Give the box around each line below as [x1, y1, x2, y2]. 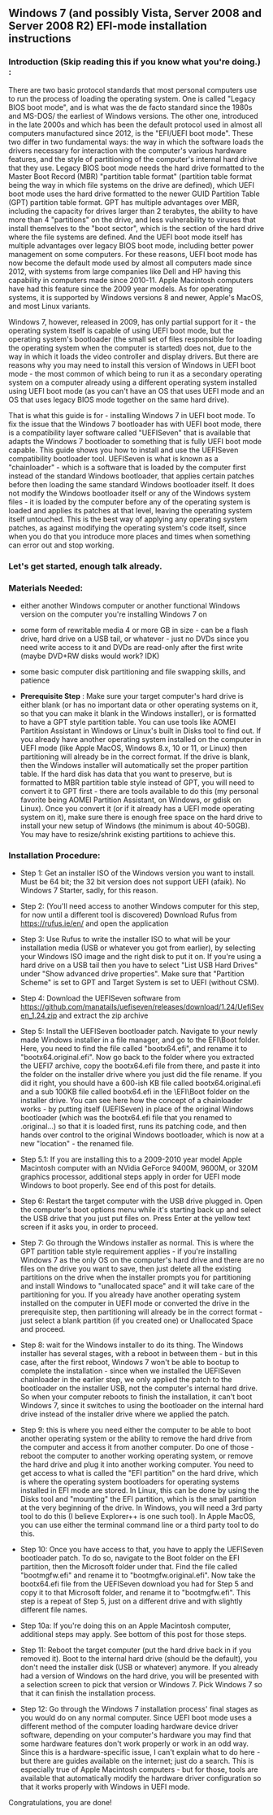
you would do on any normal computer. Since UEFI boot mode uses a [19, 1712, 252, 1723]
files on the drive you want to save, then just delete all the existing [19, 1264, 242, 1274]
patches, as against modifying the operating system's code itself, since [8, 522, 247, 532]
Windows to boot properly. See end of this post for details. [19, 1180, 217, 1190]
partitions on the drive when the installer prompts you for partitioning [19, 1272, 252, 1282]
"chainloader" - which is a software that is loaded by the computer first [8, 462, 246, 472]
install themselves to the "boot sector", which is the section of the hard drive [8, 223, 265, 233]
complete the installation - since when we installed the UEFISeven [19, 1366, 241, 1376]
